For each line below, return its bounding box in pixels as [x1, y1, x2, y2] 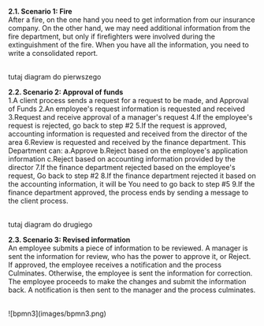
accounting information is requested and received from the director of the [8, 129, 248, 139]
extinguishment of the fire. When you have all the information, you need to [8, 40, 250, 50]
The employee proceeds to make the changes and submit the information [8, 277, 247, 286]
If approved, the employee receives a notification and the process [8, 260, 222, 269]
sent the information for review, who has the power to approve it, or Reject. [8, 252, 251, 261]
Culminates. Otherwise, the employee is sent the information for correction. [8, 269, 253, 278]
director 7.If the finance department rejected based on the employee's [8, 163, 236, 172]
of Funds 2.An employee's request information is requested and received [8, 104, 246, 113]
